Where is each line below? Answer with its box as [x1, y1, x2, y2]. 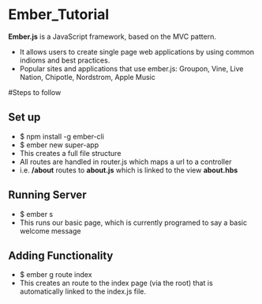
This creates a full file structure [19, 148, 122, 158]
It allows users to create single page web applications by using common [19, 47, 255, 56]
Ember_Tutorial [8, 6, 110, 24]
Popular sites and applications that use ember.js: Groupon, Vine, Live [19, 63, 244, 73]
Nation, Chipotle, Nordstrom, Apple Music [19, 72, 155, 82]
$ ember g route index [19, 270, 92, 279]
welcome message [19, 226, 81, 235]
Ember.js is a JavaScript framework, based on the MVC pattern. [8, 32, 217, 41]
